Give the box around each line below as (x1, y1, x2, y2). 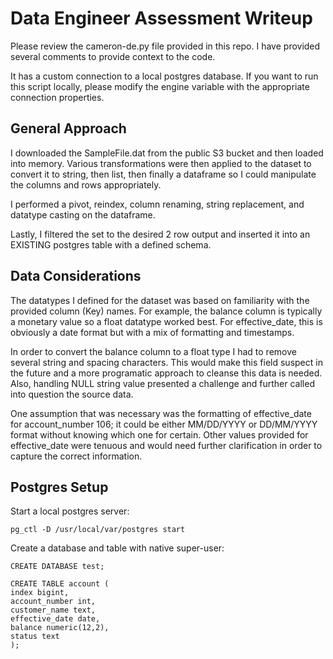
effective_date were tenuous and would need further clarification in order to (10, 439, 323, 451)
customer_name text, (10, 605, 97, 616)
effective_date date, (10, 614, 101, 624)
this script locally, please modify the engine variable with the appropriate (10, 80, 310, 92)
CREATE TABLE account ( (10, 579, 110, 589)
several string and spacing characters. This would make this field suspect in (10, 356, 323, 368)
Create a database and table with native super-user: (10, 542, 225, 554)
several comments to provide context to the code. (10, 50, 216, 62)
